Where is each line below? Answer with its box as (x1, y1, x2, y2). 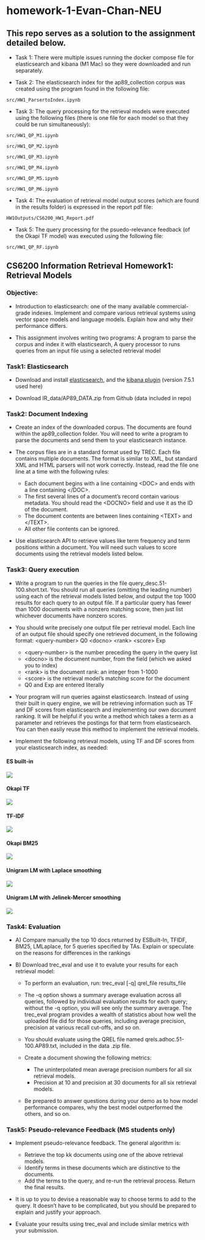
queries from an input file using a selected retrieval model (15, 347, 161, 354)
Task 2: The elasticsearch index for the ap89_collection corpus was (15, 79, 185, 86)
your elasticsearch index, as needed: (15, 744, 108, 751)
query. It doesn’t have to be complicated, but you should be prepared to (15, 1202, 197, 1209)
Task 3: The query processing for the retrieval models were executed (15, 108, 190, 115)
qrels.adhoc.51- (144, 1036, 185, 1043)
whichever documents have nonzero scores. (15, 612, 127, 619)
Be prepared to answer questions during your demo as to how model (24, 1097, 198, 1105)
